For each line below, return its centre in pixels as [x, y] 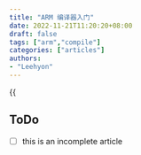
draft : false [33, 34]
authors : [25, 58]
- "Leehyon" [31, 67]
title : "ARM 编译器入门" [52, 17]
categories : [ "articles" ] [57, 50]
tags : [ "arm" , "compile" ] [55, 42]
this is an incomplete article [72, 141]
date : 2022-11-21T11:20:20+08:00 [71, 26]
